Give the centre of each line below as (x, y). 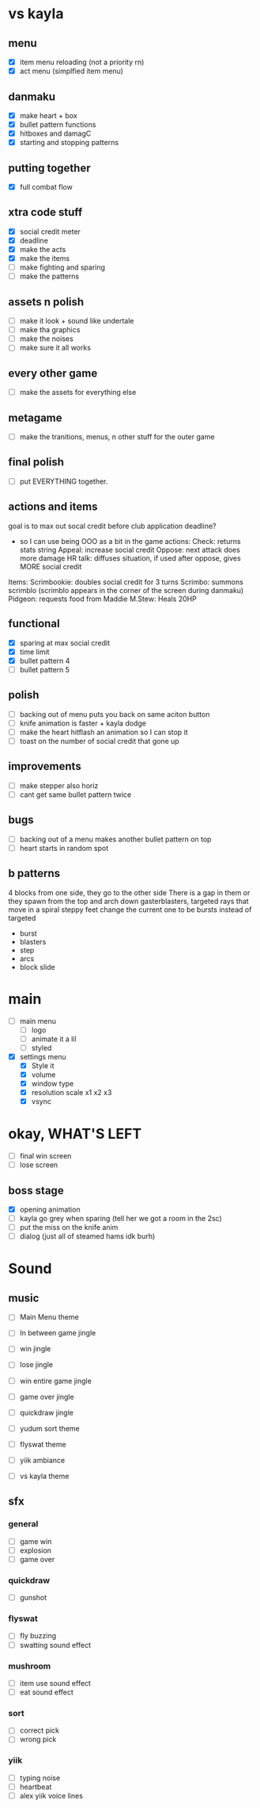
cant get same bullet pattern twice (75, 795)
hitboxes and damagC (55, 134)
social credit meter (50, 232)
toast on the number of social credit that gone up (99, 741)
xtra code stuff (45, 212)
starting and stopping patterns (69, 143)
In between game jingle (58, 1333)
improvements (45, 766)
